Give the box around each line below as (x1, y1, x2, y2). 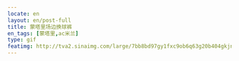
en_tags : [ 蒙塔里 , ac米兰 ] (7, 29, 79, 37)
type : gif (7, 36, 37, 43)
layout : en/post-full (7, 17, 72, 24)
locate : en (7, 10, 40, 18)
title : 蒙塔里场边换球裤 (7, 23, 73, 30)
